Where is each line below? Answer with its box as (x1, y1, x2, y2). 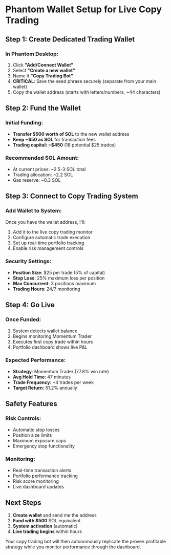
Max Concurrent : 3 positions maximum (12, 280, 96, 286)
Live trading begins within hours (12, 528, 82, 535)
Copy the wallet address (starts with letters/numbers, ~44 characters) (12, 89, 161, 95)
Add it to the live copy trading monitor (12, 229, 93, 235)
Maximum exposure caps (12, 437, 67, 443)
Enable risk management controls (12, 245, 83, 251)
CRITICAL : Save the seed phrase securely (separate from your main (12, 78, 157, 84)
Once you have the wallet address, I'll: (5, 219, 86, 225)
